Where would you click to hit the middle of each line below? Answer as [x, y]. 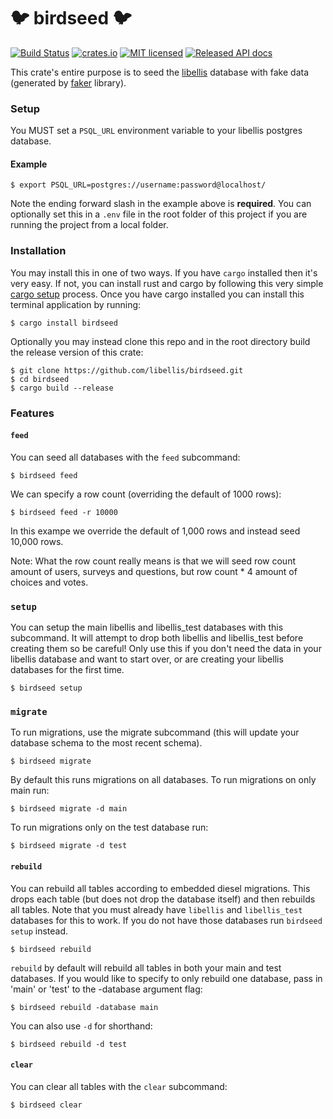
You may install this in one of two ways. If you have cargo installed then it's [164, 272]
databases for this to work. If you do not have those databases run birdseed [166, 920]
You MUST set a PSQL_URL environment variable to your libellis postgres [156, 131]
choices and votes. [49, 582]
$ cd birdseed [40, 379]
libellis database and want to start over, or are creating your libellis [147, 659]
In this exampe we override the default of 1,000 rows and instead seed [155, 531]
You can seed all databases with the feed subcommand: [125, 457]
